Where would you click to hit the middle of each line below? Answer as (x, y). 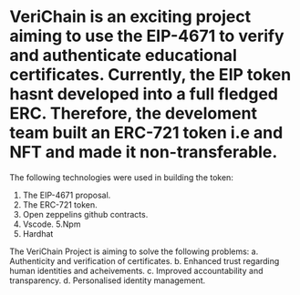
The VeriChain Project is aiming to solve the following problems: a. (134, 251)
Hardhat (38, 233)
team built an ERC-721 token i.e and (146, 133)
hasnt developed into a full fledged (144, 94)
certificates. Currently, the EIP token (150, 75)
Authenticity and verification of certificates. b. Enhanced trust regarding (145, 260)
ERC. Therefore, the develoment (134, 113)
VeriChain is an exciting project (130, 17)
